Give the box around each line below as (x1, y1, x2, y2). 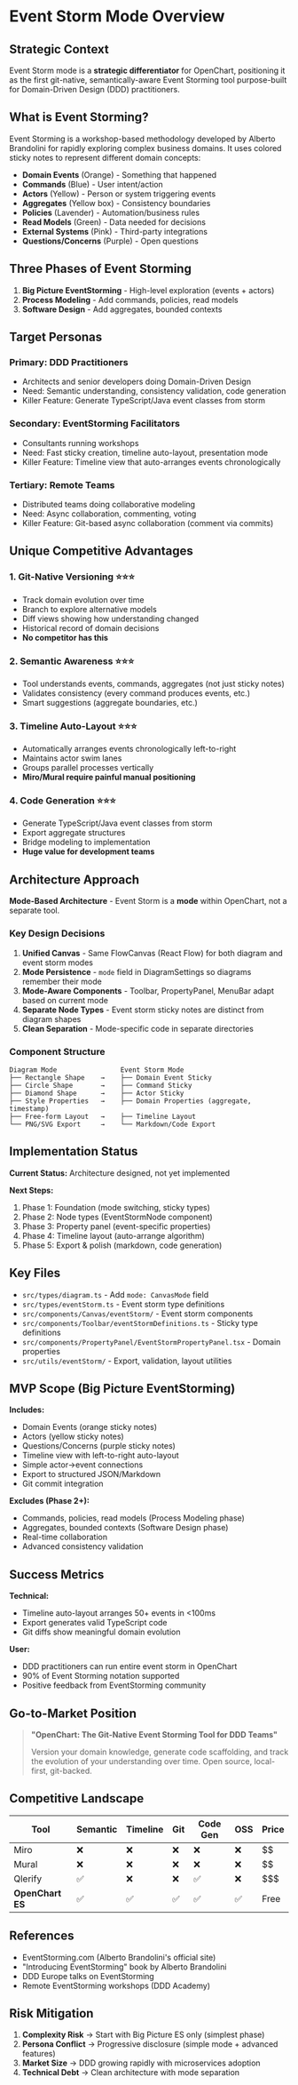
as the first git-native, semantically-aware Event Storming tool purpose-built (9, 75, 287, 85)
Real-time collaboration (21, 1531, 108, 1543)
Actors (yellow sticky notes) (21, 1431, 124, 1442)
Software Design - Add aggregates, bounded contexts (21, 304, 223, 315)
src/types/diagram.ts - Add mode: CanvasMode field (21, 1289, 209, 1299)
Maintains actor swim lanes (21, 753, 122, 763)
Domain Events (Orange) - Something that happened (21, 169, 217, 180)
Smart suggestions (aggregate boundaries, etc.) (21, 697, 198, 707)
